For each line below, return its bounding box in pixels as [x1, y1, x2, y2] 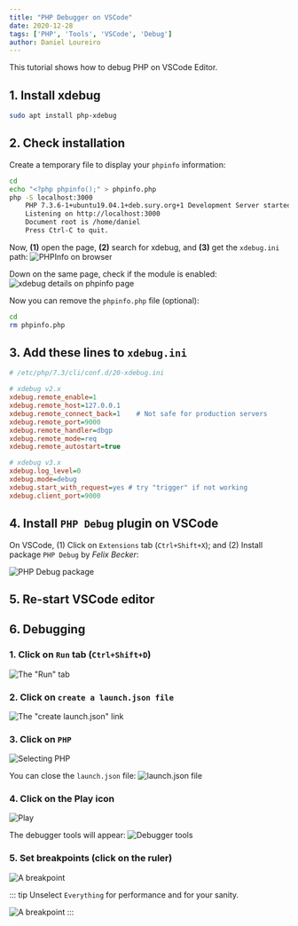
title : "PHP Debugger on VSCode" [9, 12, 133, 22]
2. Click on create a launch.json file [9, 691, 175, 703]
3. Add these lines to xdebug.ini [9, 345, 188, 360]
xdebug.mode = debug [9, 475, 77, 484]
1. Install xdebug [9, 88, 101, 103]
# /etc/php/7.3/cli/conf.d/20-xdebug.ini [9, 369, 165, 378]
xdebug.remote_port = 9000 [9, 418, 101, 427]
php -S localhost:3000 [9, 192, 93, 202]
